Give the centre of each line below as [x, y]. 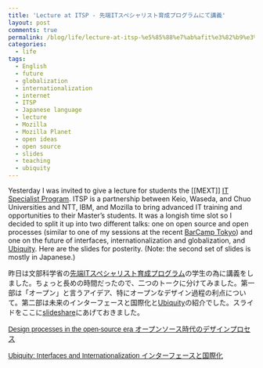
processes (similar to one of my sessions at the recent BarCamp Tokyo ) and [130, 232]
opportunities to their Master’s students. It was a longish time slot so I [120, 215]
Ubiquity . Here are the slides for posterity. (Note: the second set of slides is [130, 249]
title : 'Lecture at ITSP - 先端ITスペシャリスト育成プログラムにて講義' [117, 15]
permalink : [26, 37]
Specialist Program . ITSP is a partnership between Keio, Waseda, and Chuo [130, 199]
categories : [27, 45]
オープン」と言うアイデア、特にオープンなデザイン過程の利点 [127, 293]
